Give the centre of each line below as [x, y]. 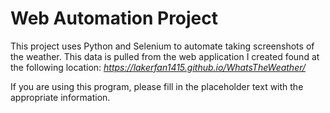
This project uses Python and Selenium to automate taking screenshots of [162, 46]
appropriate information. [60, 97]
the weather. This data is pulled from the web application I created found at [165, 56]
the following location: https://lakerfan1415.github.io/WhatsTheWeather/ [158, 67]
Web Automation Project [114, 18]
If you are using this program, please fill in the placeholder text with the [157, 86]
